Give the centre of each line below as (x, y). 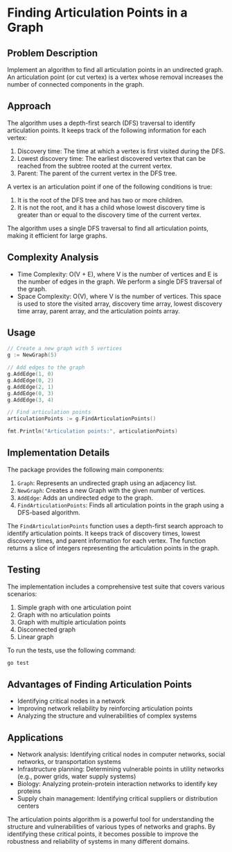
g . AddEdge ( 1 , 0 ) (30, 374)
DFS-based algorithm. (49, 512)
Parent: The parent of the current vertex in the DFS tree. (97, 173)
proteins (29, 791)
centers (28, 806)
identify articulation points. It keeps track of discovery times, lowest (104, 533)
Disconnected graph (46, 629)
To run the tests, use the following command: (72, 650)
